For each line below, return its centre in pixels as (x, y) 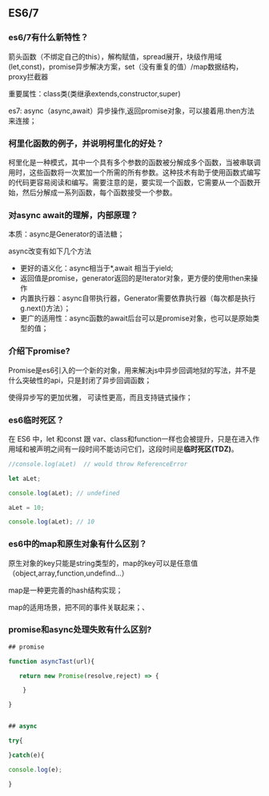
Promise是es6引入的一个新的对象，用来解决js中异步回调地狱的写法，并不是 (132, 370)
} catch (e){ (26, 755)
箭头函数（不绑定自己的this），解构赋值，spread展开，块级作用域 (115, 56)
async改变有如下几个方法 (50, 251)
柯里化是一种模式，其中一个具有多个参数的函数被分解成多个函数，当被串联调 (134, 162)
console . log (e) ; (35, 770)
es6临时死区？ (36, 420)
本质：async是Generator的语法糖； (66, 234)
